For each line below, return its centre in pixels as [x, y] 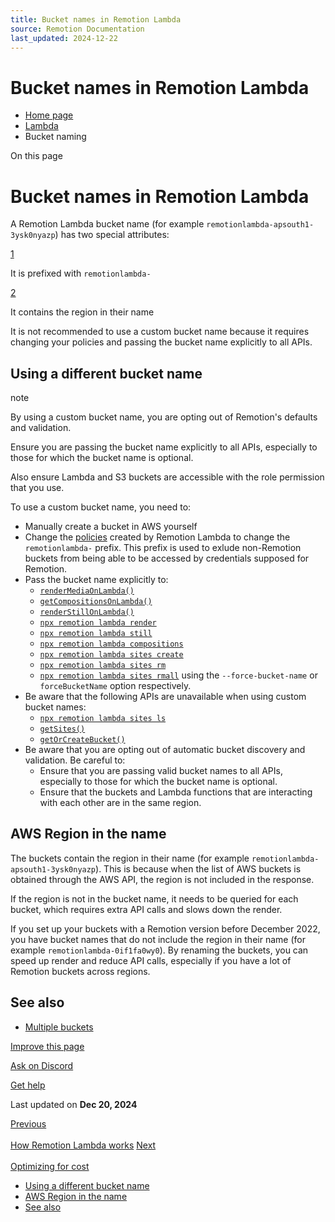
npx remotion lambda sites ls [103, 719]
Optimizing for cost [50, 1166]
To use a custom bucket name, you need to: [101, 507]
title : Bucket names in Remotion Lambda [96, 19]
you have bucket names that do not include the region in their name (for [158, 939]
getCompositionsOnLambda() [96, 602]
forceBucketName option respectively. [115, 686]
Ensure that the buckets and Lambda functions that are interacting [176, 792]
